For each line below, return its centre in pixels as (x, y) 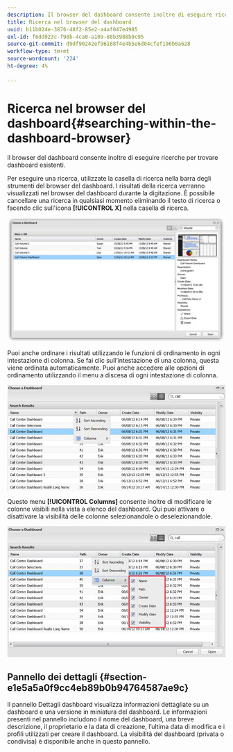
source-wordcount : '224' (43, 59)
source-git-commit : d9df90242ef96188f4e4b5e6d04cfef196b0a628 (99, 44)
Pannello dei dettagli (52, 677)
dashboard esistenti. (36, 165)
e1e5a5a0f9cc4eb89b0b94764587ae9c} (98, 688)
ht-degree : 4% (28, 66)
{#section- (123, 677)
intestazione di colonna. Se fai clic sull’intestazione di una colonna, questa (113, 360)
